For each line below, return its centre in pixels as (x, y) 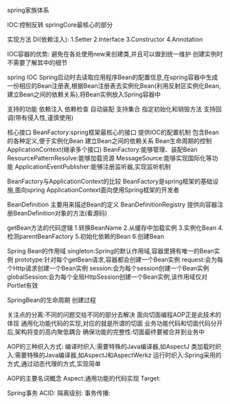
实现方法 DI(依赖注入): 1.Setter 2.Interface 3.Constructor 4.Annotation (105, 39)
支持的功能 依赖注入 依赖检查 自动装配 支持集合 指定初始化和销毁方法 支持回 (114, 109)
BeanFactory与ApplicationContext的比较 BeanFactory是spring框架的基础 (110, 181)
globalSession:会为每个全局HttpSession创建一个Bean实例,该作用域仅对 (107, 277)
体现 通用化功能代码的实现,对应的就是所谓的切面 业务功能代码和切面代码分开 (115, 323)
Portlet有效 (23, 285)
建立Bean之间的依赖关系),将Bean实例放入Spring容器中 (84, 94)
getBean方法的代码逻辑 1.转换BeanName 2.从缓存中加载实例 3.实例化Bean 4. (115, 228)
